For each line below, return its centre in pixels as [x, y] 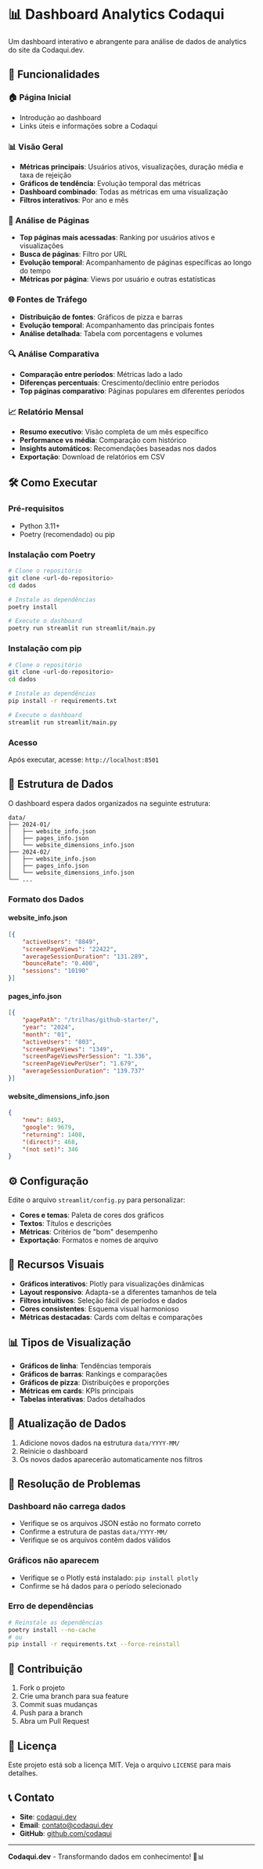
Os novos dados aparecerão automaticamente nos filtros [111, 1459]
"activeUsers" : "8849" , [61, 942]
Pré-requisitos [36, 509]
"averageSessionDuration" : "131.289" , [85, 956]
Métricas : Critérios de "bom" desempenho [88, 1232]
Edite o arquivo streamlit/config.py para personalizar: [97, 1200]
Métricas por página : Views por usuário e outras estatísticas [117, 280]
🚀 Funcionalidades [54, 75]
